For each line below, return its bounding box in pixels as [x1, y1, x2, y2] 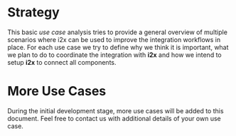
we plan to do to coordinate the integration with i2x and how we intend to [7, 51, 222, 59]
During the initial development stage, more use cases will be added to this [7, 106, 224, 115]
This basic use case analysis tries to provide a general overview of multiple [7, 28, 227, 36]
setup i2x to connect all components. [7, 58, 117, 66]
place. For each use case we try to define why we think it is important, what [7, 43, 229, 51]
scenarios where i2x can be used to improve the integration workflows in [7, 35, 221, 43]
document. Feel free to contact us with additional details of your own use [7, 114, 222, 122]
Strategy [7, 4, 60, 21]
